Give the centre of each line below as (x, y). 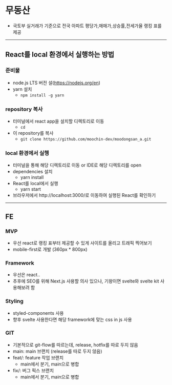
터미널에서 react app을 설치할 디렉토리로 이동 (58, 121)
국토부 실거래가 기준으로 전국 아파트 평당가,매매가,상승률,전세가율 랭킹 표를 (87, 26)
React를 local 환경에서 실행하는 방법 (60, 55)
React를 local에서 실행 (35, 184)
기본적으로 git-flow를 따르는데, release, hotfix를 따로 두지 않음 (75, 345)
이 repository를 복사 (33, 133)
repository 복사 (24, 109)
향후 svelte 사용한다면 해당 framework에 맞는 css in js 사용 (72, 319)
